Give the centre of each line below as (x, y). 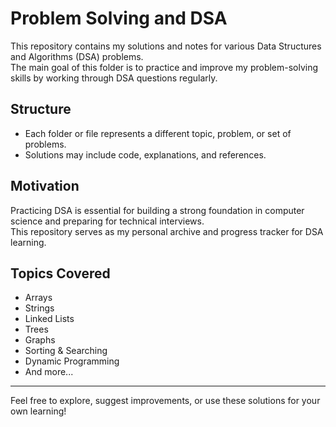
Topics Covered (60, 273)
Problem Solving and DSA (119, 18)
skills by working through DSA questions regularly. (114, 78)
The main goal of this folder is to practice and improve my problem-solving (164, 67)
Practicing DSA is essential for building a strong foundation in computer (157, 210)
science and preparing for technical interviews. (107, 221)
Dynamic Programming (72, 361)
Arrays (38, 298)
